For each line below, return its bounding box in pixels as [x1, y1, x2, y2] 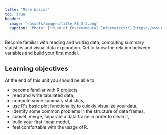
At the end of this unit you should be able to [5, 77, 95, 83]
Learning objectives [5, 64, 69, 72]
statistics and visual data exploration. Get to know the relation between [5, 45, 151, 51]
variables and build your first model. [5, 50, 79, 56]
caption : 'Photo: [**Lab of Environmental [9, 26, 99, 31]
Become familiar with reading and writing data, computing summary [5, 39, 144, 45]
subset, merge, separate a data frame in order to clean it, [12, 113, 129, 119]
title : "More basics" [5, 7, 50, 12]
